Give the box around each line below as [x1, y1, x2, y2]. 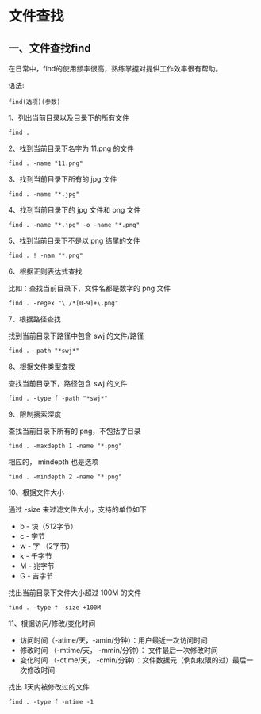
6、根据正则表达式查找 [8, 267, 83, 276]
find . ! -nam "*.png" [8, 251, 83, 259]
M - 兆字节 [19, 561, 55, 570]
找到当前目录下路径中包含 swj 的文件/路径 [8, 331, 144, 340]
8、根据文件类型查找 [8, 362, 75, 371]
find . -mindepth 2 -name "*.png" [8, 473, 123, 481]
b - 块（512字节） [19, 521, 78, 531]
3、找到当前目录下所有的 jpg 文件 [8, 175, 117, 183]
